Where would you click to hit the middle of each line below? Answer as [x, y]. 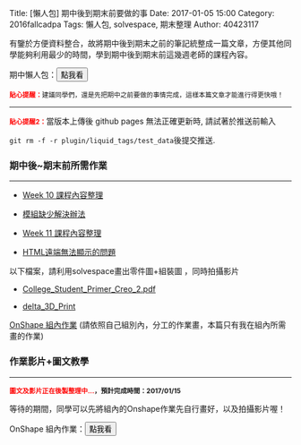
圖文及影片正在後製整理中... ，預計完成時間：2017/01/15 [95, 391]
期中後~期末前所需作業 [58, 166]
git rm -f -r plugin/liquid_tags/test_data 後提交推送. [112, 140]
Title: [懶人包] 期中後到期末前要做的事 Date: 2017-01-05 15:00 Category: [142, 13]
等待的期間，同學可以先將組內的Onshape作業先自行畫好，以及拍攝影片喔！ [148, 408]
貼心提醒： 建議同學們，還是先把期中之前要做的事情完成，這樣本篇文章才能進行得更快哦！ [146, 95]
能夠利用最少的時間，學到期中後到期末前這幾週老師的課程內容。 [134, 55]
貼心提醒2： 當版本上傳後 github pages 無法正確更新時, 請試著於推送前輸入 [142, 121]
